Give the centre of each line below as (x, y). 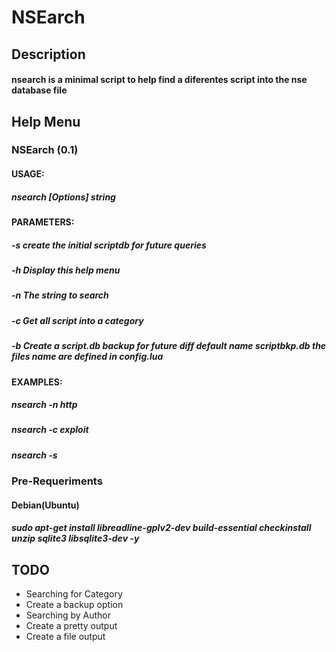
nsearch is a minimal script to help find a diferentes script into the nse (159, 80)
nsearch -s (34, 455)
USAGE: (28, 174)
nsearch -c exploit (50, 430)
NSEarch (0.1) (45, 150)
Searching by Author (68, 615)
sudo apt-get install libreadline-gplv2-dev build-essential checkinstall (161, 528)
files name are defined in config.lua (87, 357)
